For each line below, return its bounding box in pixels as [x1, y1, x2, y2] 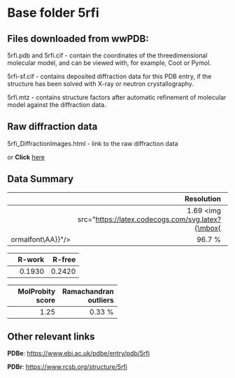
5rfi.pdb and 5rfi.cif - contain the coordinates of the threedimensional [7, 51, 208, 59]
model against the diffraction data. [7, 101, 107, 109]
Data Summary [7, 173, 74, 185]
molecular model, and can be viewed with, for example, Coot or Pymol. [7, 59, 212, 67]
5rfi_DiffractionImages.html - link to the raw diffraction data [7, 139, 178, 147]
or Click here [7, 152, 45, 161]
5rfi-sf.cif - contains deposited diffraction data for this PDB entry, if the [7, 72, 212, 80]
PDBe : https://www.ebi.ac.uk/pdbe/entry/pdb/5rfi [7, 349, 150, 358]
